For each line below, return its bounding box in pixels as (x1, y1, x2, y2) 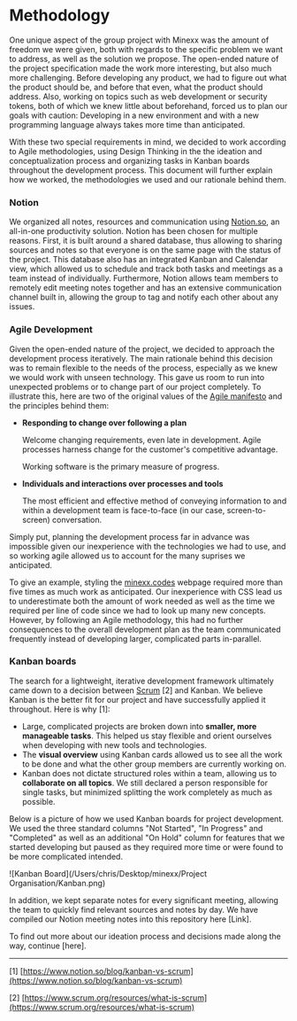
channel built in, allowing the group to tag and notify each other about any (9, 292, 278, 302)
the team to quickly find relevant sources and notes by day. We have (9, 904, 259, 915)
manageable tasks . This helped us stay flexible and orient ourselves (21, 730, 272, 741)
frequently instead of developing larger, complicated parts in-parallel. (9, 633, 263, 643)
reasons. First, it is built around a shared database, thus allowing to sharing (9, 236, 283, 246)
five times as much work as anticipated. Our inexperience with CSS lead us (9, 586, 283, 596)
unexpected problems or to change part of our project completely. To (9, 381, 262, 392)
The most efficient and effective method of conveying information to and (21, 495, 287, 506)
